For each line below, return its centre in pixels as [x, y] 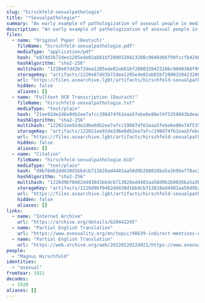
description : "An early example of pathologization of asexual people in [102, 29]
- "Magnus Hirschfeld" [41, 256]
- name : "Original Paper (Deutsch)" [58, 40]
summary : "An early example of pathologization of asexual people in [97, 23]
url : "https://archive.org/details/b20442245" [77, 222]
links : [15, 211]
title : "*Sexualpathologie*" [43, 18]
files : [15, 35]
